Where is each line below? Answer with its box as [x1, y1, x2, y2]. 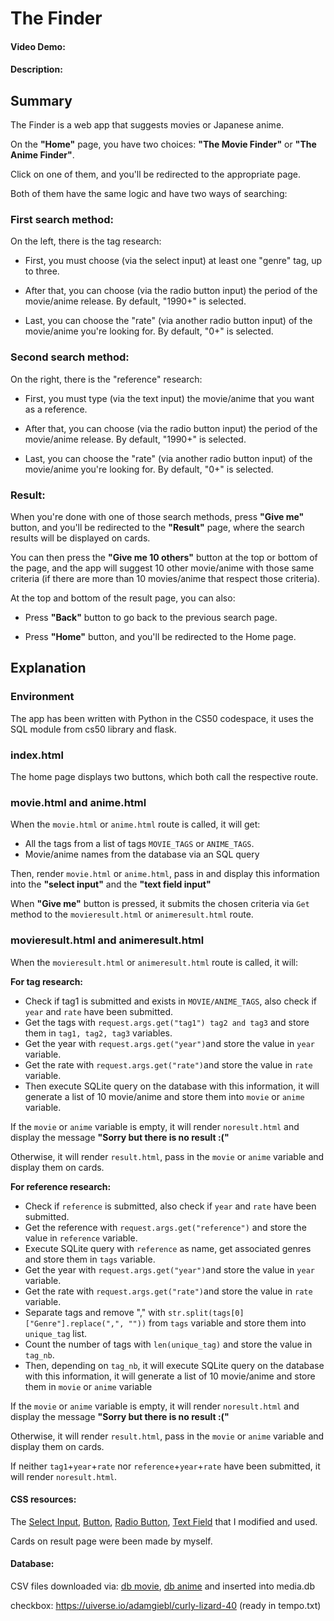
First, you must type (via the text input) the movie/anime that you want [24, 392, 315, 404]
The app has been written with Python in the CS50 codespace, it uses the [10, 712, 314, 724]
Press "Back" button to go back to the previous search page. [24, 612, 278, 624]
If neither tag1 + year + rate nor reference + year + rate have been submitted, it [10, 1460, 321, 1472]
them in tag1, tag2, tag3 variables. [24, 1027, 173, 1039]
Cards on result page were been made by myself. [10, 1535, 213, 1547]
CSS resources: [10, 1493, 77, 1506]
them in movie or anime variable [24, 1380, 153, 1392]
